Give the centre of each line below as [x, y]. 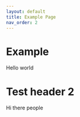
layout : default [26, 11]
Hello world [20, 68]
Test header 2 [40, 91]
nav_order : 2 [22, 22]
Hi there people [25, 108]
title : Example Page [31, 17]
